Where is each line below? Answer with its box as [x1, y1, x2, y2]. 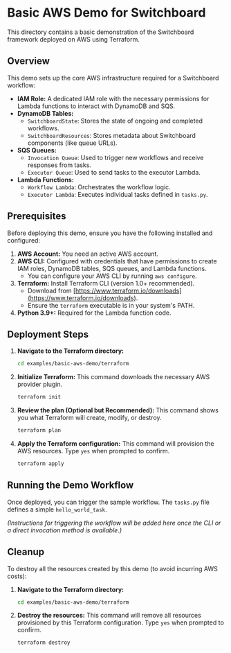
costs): [7, 572, 27, 580]
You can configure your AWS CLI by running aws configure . [27, 272, 197, 280]
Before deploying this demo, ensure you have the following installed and [7, 229, 213, 237]
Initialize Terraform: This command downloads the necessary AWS [17, 373, 210, 381]
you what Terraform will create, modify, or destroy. [17, 414, 162, 422]
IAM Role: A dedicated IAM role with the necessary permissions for [17, 94, 210, 103]
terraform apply [17, 460, 64, 467]
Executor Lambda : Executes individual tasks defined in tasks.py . [27, 190, 209, 198]
